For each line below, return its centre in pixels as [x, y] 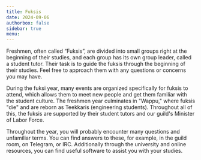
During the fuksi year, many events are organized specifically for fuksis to [97, 88]
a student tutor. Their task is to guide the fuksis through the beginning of [96, 64]
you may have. [24, 77]
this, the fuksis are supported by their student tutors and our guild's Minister [100, 114]
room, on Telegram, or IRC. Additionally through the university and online [96, 144]
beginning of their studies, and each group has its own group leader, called [99, 58]
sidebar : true [24, 28]
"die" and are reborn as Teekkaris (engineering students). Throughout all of [99, 107]
